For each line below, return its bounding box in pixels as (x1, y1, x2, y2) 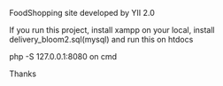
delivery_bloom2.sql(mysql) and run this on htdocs (9, 35, 194, 44)
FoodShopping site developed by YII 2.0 (9, 8, 155, 18)
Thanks (9, 68, 37, 79)
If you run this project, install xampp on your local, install (9, 25, 215, 35)
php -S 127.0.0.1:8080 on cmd (9, 51, 118, 61)
